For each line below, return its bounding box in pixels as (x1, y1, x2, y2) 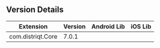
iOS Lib (130, 22, 152, 30)
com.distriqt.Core (9, 32, 58, 40)
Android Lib (91, 22, 126, 30)
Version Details (6, 5, 64, 15)
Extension (18, 22, 48, 30)
